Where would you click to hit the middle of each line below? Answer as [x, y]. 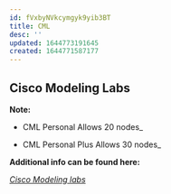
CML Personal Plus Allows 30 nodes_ [91, 144]
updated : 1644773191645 [54, 43]
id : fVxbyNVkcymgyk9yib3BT [60, 18]
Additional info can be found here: [75, 162]
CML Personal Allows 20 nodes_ [82, 126]
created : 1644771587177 [54, 51]
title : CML [30, 26]
